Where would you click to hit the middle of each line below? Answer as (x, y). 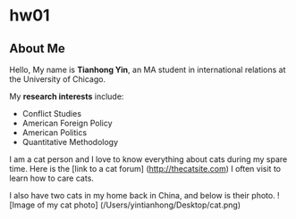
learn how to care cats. (51, 178)
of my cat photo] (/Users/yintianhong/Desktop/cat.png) (139, 205)
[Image (22, 205)
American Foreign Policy (68, 123)
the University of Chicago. (57, 79)
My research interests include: (67, 96)
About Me (37, 49)
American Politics (55, 133)
